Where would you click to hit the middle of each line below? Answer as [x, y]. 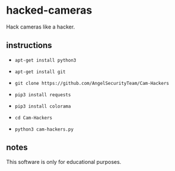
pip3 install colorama [43, 106]
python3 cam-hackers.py [44, 129]
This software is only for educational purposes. [64, 161]
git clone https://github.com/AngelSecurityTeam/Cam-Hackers [92, 83]
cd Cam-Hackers [34, 118]
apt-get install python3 [45, 60]
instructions [29, 45]
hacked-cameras [49, 10]
